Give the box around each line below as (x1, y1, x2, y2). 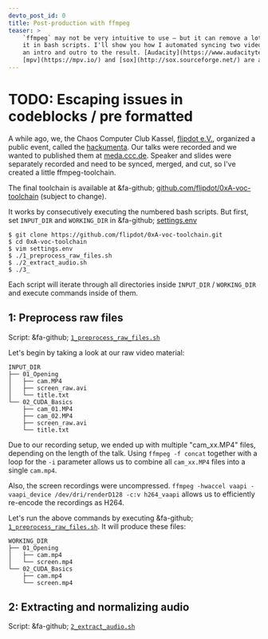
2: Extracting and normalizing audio (8, 601, 190, 614)
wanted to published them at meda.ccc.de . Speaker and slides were (8, 151, 232, 160)
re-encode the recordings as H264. (8, 497, 125, 507)
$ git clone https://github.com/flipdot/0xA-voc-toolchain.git (8, 230, 223, 239)
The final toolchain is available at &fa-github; (8, 182, 156, 192)
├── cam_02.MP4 (22, 412, 73, 420)
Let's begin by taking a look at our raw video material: (8, 347, 185, 357)
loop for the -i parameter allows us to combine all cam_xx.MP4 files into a (8, 457, 246, 466)
